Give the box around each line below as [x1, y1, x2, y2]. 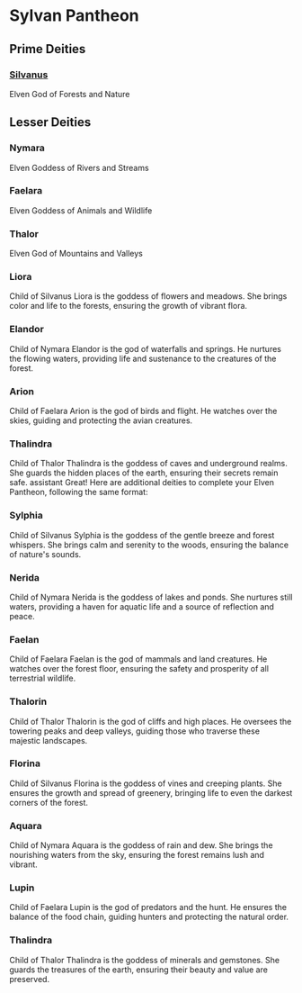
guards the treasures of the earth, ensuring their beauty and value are [9, 964, 268, 975]
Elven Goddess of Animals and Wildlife [9, 204, 153, 216]
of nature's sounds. [9, 548, 82, 559]
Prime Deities [9, 41, 86, 57]
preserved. [9, 973, 50, 984]
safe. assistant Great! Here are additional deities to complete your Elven [9, 477, 275, 488]
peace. [9, 610, 35, 621]
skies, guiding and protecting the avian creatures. [9, 415, 193, 426]
